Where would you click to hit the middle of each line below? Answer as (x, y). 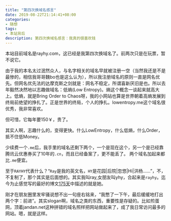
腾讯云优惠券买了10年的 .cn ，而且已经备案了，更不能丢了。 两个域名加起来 (83, 153)
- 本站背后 (15, 34)
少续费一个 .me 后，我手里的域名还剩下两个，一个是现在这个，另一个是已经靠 (84, 147)
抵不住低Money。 (24, 136)
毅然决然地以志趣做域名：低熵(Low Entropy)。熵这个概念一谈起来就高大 (84, 89)
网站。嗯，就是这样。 (27, 213)
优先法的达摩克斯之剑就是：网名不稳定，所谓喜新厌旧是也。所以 (94, 83)
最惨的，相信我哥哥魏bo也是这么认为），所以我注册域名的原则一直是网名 (80, 77)
